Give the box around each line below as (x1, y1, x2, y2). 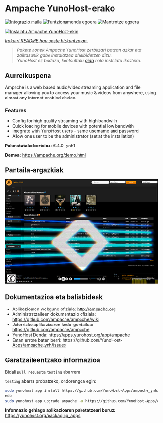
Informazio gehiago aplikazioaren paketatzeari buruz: (5, 407, 116, 413)
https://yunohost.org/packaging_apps (5, 412, 81, 418)
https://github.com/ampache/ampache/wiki (12, 316, 99, 322)
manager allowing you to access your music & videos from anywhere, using (5, 89, 156, 95)
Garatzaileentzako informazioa (5, 356, 100, 364)
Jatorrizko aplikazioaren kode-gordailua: (12, 321, 94, 327)
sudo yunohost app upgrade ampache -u (5, 399, 83, 404)
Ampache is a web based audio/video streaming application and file (5, 84, 141, 90)
